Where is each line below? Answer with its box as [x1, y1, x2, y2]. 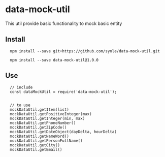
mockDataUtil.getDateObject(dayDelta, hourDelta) [10, 129, 117, 134]
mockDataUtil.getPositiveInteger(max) [10, 111, 92, 116]
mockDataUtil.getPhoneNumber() [10, 120, 76, 125]
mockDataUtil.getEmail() [10, 147, 62, 152]
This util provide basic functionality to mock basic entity [5, 20, 122, 26]
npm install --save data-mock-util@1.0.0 [10, 57, 99, 62]
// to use [10, 103, 30, 108]
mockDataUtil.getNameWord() [10, 134, 70, 139]
